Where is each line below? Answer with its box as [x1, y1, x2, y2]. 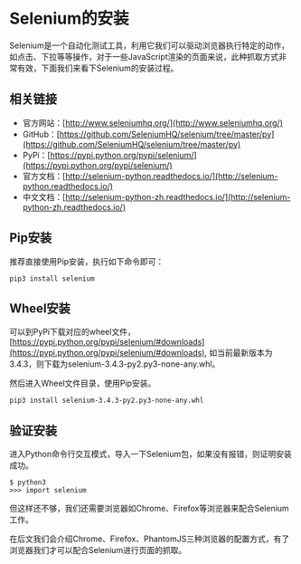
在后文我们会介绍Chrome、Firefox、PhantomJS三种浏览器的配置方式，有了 [9, 533, 290, 544]
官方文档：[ [22, 170, 66, 181]
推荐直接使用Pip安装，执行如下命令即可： [9, 255, 165, 267]
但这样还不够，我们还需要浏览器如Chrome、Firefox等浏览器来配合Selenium [9, 503, 289, 514]
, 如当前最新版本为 [204, 348, 273, 358]
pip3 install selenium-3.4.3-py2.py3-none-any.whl [9, 396, 204, 406]
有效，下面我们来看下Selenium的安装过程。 [16, 62, 179, 73]
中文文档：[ [22, 191, 66, 202]
